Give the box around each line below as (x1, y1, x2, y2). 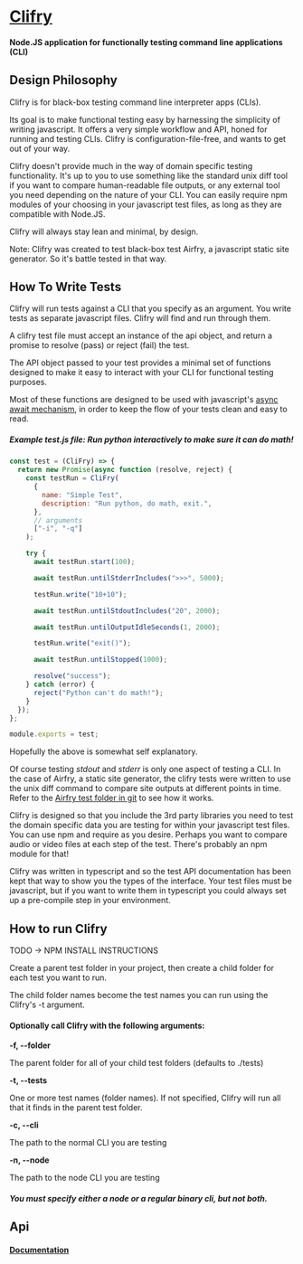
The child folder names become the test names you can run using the (9, 990, 269, 1001)
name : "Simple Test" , (42, 490, 124, 499)
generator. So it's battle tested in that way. (9, 253, 167, 264)
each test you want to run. (9, 972, 107, 983)
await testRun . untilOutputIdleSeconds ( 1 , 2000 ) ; (33, 622, 221, 632)
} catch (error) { (25, 680, 95, 689)
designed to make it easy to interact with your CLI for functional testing (9, 367, 274, 378)
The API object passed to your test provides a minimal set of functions (9, 357, 271, 368)
